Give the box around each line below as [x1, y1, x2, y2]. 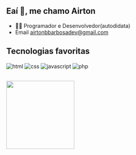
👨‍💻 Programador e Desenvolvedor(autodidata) [15, 22, 131, 29]
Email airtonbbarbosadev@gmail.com [15, 28, 109, 36]
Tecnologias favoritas [6, 46, 90, 56]
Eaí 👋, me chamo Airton [6, 6, 96, 16]
